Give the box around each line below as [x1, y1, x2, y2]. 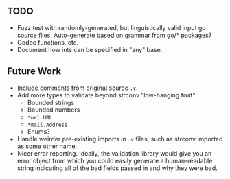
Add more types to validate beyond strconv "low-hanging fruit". [16, 91, 197, 99]
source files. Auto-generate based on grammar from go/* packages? [16, 31, 212, 39]
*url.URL [27, 114, 53, 121]
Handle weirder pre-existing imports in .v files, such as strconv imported [16, 134, 223, 143]
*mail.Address [27, 121, 68, 128]
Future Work [7, 65, 62, 77]
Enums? [27, 127, 50, 136]
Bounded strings [27, 98, 74, 106]
